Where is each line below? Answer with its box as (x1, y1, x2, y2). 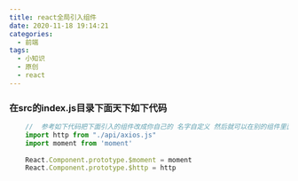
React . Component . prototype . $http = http (25, 163, 176, 173)
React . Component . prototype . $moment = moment (25, 155, 192, 164)
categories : (9, 29, 53, 38)
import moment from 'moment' (25, 138, 133, 147)
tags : (9, 46, 29, 55)
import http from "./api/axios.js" (25, 130, 157, 139)
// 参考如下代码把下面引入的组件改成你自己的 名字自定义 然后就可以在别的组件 (25, 122, 280, 131)
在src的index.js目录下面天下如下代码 (9, 101, 168, 114)
